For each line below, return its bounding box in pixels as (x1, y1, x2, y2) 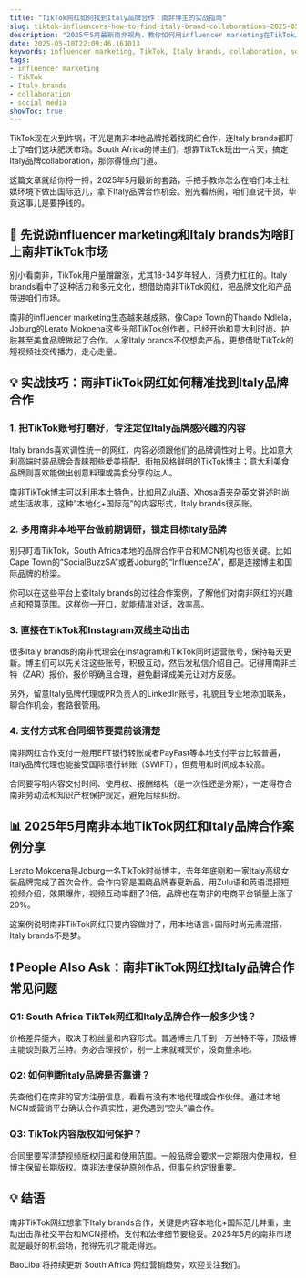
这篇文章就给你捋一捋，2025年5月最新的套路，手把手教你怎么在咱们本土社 (9, 175, 290, 186)
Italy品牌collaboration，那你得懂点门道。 (9, 156, 162, 167)
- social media (9, 97, 67, 107)
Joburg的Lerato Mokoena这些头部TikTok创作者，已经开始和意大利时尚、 (9, 323, 282, 334)
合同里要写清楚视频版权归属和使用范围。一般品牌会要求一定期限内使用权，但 (9, 1150, 297, 1161)
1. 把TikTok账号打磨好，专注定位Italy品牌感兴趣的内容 (9, 422, 246, 435)
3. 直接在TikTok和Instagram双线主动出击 (9, 623, 190, 636)
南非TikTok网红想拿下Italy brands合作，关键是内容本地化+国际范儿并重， (9, 1217, 284, 1228)
